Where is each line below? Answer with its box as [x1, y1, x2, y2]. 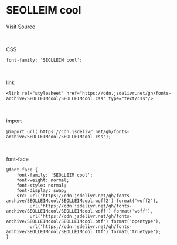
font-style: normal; [16, 182, 67, 188]
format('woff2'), [116, 198, 159, 204]
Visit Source [6, 23, 36, 30]
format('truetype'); [111, 229, 161, 234]
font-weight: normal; [16, 177, 69, 183]
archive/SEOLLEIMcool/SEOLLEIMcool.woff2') [6, 198, 114, 204]
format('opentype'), [111, 218, 161, 224]
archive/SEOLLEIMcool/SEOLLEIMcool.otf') [6, 218, 109, 224]
